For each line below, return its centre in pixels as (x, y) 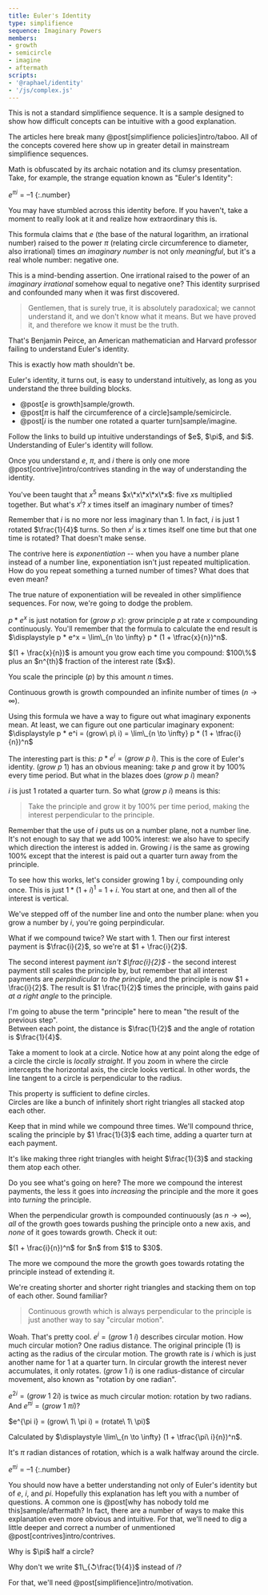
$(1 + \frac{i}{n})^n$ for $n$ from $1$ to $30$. (85, 1247)
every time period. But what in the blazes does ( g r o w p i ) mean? (114, 775)
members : (23, 38)
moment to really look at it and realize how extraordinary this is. (113, 219)
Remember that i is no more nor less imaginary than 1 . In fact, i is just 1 (124, 520)
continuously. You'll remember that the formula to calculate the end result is (133, 629)
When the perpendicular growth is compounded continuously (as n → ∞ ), (130, 1215)
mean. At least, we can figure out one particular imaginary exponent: (121, 725)
